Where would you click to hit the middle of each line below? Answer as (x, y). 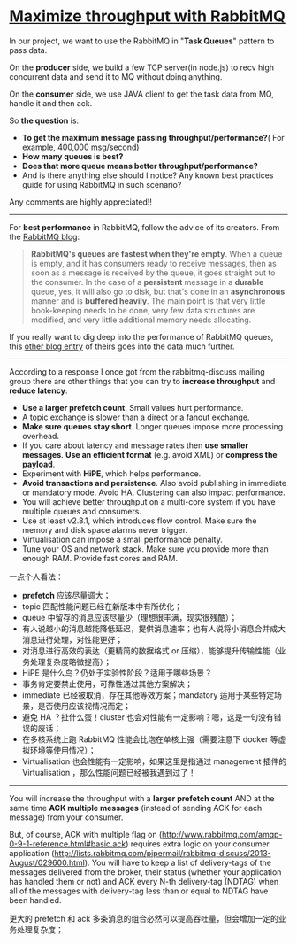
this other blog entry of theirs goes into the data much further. (122, 346)
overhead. (41, 436)
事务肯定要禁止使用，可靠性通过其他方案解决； (107, 684)
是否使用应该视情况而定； (84, 706)
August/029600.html (47, 862)
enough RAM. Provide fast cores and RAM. (100, 558)
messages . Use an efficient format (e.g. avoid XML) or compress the (149, 454)
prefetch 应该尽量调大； (66, 595)
